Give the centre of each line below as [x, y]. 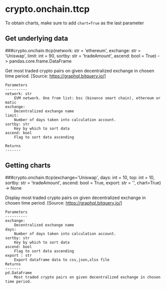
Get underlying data [37, 38]
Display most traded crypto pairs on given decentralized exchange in [76, 198]
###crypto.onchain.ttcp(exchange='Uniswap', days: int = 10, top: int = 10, [80, 177]
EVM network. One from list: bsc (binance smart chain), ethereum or [87, 98]
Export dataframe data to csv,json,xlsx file [62, 260]
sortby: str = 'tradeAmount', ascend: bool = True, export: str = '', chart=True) [83, 183]
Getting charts [28, 166]
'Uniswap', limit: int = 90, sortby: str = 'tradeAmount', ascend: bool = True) [81, 56]
